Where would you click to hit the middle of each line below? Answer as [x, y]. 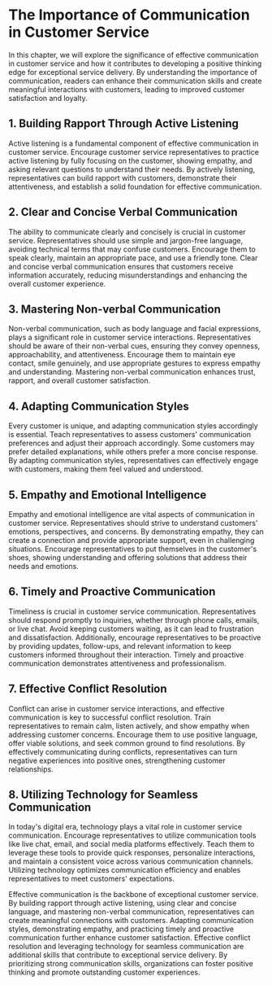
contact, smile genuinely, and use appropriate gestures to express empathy [135, 363]
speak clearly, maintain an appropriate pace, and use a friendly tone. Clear [133, 257]
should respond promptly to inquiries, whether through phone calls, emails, [134, 619]
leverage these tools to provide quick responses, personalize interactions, [132, 853]
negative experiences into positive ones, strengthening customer [117, 760]
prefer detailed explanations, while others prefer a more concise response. [133, 452]
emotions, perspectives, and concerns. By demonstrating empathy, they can [136, 532]
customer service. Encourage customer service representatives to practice [134, 151]
